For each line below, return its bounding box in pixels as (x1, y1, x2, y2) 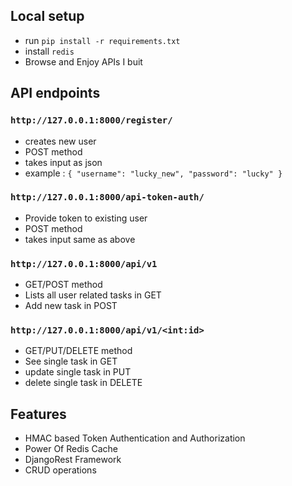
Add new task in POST (24, 300, 118, 312)
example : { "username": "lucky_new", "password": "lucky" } (24, 167, 283, 179)
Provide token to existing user (24, 212, 148, 224)
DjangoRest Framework (24, 454, 122, 466)
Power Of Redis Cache (24, 443, 118, 455)
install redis (24, 45, 75, 57)
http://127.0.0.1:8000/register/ (10, 115, 173, 126)
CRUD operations (24, 464, 97, 476)
